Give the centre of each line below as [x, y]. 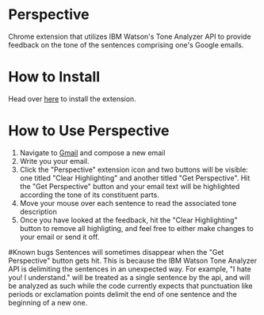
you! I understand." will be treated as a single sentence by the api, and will [129, 277]
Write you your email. [54, 161]
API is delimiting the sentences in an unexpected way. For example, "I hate [130, 269]
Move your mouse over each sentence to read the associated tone [128, 203]
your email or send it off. [59, 237]
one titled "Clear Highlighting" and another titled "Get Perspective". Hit [135, 178]
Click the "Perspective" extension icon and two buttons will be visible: [134, 169]
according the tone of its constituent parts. [90, 195]
